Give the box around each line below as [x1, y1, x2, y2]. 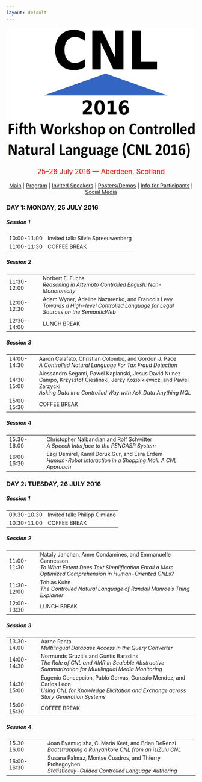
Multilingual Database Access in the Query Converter [41, 645, 173, 652]
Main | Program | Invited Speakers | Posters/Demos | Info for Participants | [8, 182, 194, 189]
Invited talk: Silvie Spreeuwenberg [47, 234, 132, 242]
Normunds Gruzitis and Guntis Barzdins [41, 652, 139, 660]
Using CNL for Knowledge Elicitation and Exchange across [41, 687, 186, 694]
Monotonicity [43, 287, 76, 295]
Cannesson [40, 557, 69, 565]
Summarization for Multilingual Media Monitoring [41, 666, 162, 673]
